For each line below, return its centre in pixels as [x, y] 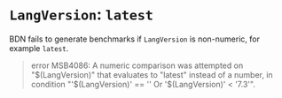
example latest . [39, 48]
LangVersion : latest [81, 15]
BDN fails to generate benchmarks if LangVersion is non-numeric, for [134, 39]
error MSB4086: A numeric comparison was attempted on [137, 65]
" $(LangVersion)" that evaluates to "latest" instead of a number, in [152, 74]
